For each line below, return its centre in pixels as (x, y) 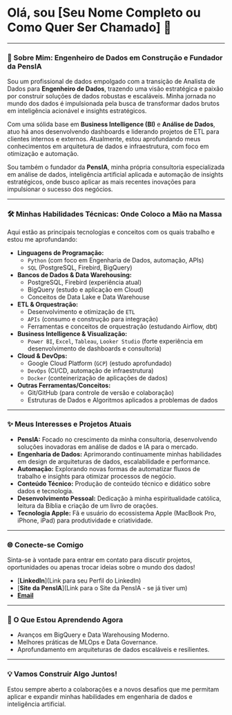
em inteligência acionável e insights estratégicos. (77, 111)
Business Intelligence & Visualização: (72, 333)
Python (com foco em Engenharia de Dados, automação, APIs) (116, 260)
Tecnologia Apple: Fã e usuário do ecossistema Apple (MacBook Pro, (116, 513)
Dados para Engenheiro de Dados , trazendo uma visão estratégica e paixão (115, 89)
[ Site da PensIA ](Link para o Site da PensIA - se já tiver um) (102, 588)
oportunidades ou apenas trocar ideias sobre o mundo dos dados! (101, 567)
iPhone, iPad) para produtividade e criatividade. (85, 520)
